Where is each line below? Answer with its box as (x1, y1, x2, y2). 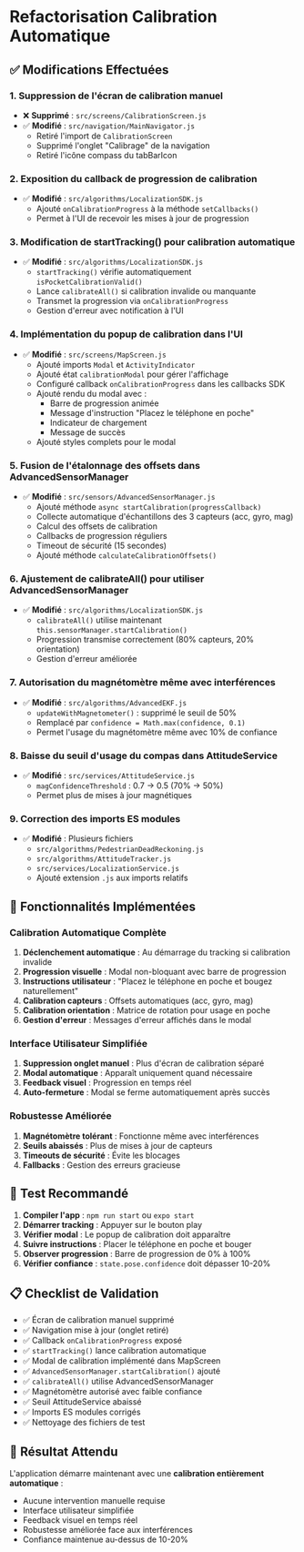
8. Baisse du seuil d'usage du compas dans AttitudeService (9, 749, 278, 762)
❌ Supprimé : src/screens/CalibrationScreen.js (22, 109, 207, 120)
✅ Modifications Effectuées (9, 62, 169, 77)
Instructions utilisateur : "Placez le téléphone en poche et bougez (22, 976, 273, 987)
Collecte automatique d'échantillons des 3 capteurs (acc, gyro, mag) (35, 512, 294, 522)
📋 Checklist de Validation (9, 1285, 159, 1301)
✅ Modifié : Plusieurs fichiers (22, 833, 134, 844)
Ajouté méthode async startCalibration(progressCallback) (35, 502, 262, 512)
